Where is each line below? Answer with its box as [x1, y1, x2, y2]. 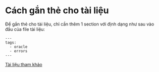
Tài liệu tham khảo [5, 61, 43, 67]
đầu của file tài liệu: [5, 26, 45, 32]
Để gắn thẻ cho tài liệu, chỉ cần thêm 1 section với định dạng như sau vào [5, 21, 155, 27]
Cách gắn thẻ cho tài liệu [5, 5, 109, 16]
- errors [9, 48, 28, 53]
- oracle [9, 44, 28, 49]
